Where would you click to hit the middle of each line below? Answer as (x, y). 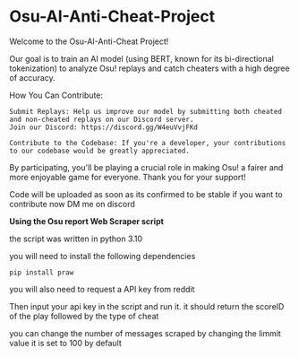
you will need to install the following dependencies (103, 256)
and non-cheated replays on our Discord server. (102, 119)
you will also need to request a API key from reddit (102, 289)
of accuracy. (32, 77)
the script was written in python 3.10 (76, 239)
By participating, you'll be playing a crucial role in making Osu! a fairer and (146, 167)
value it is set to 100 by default (66, 343)
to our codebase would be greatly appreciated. (100, 151)
